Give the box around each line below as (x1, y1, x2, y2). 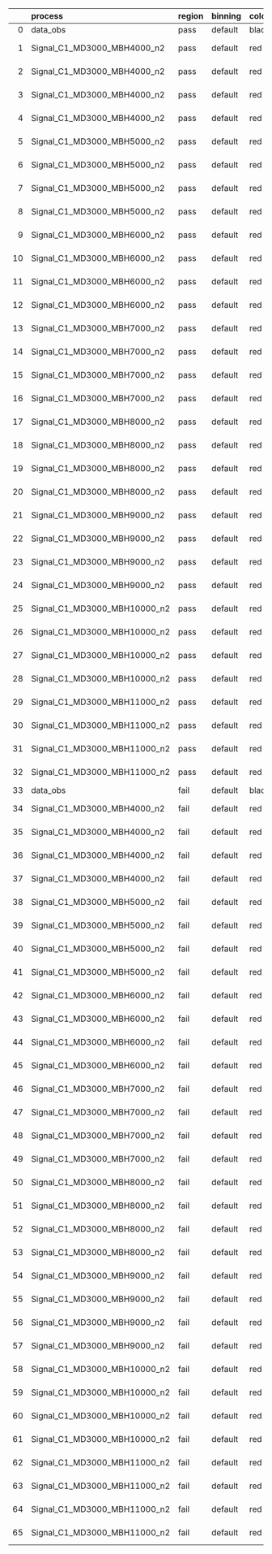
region (177, 11, 204, 21)
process (31, 11, 63, 21)
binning (211, 11, 241, 21)
